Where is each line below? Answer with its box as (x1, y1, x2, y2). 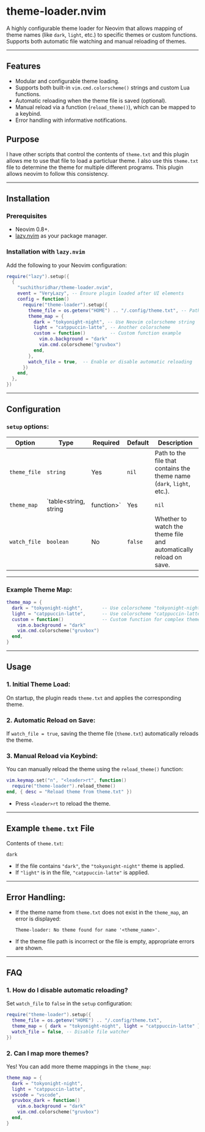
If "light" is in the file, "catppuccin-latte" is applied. (15, 869, 149, 876)
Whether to (154, 515, 187, 523)
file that (154, 456, 177, 465)
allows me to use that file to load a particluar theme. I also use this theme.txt (6, 157, 199, 164)
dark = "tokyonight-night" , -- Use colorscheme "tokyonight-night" (12, 605, 203, 611)
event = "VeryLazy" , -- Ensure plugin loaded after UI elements (17, 290, 184, 296)
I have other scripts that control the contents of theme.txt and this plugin (6, 150, 189, 157)
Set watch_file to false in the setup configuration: (6, 1000, 132, 1007)
